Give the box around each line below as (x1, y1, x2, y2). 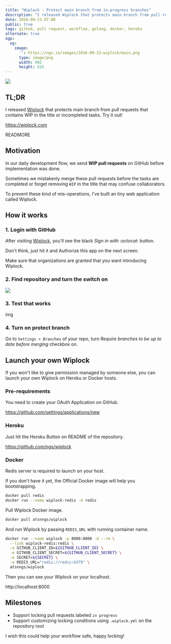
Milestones (5, 599, 42, 607)
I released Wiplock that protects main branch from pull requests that (5, 106, 149, 112)
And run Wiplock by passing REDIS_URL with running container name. (5, 526, 149, 532)
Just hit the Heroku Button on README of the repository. (5, 434, 124, 440)
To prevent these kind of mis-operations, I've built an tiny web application (5, 190, 160, 197)
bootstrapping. (5, 483, 37, 489)
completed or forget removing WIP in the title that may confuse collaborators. (5, 181, 166, 187)
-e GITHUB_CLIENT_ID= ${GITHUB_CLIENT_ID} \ (10, 545, 103, 551)
